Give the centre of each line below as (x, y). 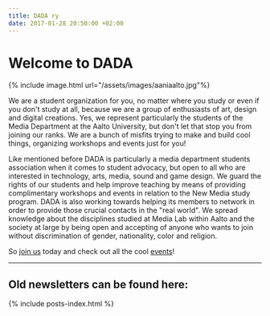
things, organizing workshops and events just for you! (97, 144)
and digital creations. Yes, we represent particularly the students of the (126, 118)
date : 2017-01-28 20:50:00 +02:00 (66, 23)
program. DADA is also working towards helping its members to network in (132, 202)
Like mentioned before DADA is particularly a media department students (129, 159)
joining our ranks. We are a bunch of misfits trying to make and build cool (129, 135)
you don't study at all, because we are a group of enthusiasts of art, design (133, 109)
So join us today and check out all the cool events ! (92, 252)
